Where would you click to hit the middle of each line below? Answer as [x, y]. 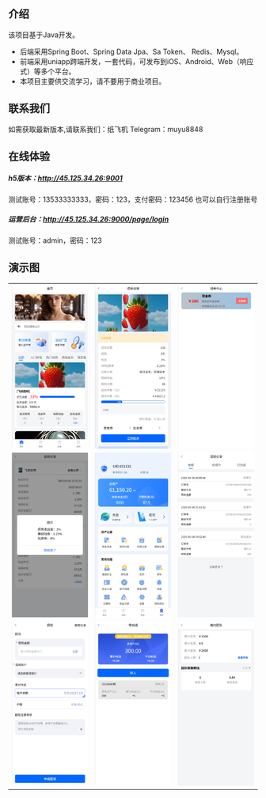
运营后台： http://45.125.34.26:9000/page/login [89, 219]
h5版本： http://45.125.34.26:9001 [65, 178]
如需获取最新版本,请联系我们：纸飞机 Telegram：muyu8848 [106, 129]
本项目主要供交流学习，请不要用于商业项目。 [93, 81]
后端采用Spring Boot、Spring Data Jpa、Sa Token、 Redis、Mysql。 [131, 51]
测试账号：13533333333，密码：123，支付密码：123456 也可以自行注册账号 [133, 199]
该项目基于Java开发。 [44, 35]
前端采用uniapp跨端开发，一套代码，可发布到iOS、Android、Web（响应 [137, 61]
